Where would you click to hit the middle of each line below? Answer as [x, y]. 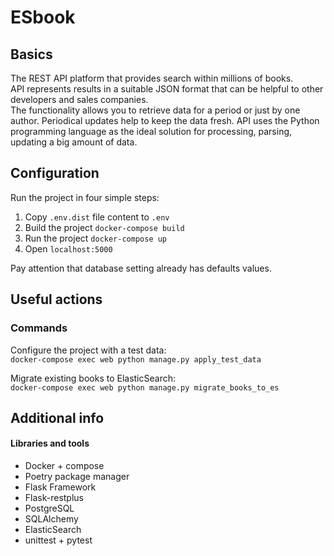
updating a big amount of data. [74, 142]
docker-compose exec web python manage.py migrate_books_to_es [145, 387]
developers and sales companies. [79, 99]
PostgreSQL [49, 508]
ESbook [43, 17]
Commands [39, 328]
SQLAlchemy [51, 519]
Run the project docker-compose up [96, 238]
